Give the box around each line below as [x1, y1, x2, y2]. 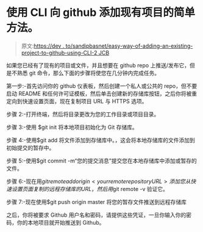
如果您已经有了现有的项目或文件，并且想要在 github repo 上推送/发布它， [6, 62, 190, 69]
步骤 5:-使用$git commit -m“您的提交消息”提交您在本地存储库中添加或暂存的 [6, 157, 197, 164]
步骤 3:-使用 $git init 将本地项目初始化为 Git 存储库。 [6, 123, 138, 131]
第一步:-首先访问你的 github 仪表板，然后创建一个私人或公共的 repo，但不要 [6, 82, 198, 89]
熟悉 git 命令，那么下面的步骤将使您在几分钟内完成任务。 [16, 69, 160, 76]
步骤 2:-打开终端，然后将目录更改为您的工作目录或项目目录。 [6, 111, 160, 118]
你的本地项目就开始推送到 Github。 [16, 219, 105, 226]
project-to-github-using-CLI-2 [21, 49, 98, 56]
